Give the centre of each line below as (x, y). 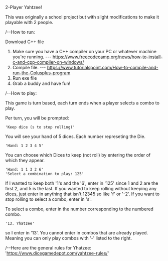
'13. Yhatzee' (20, 223)
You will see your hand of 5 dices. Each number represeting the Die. (75, 137)
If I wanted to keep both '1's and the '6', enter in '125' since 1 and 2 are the (82, 183)
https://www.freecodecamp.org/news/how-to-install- (108, 57)
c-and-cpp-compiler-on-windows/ (48, 62)
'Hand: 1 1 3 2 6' (24, 170)
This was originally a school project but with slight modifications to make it (82, 17)
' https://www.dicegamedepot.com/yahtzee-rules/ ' (57, 253)
